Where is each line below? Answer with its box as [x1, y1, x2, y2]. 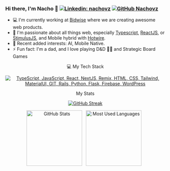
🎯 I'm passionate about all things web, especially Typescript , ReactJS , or [12, 29, 165, 36]
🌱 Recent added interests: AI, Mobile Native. [12, 41, 105, 47]
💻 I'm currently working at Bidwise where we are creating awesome [12, 17, 156, 23]
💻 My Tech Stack [66, 63, 104, 70]
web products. [12, 24, 43, 30]
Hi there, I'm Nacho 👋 [5, 5, 58, 12]
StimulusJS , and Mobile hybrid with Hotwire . [12, 35, 106, 41]
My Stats [76, 90, 95, 96]
